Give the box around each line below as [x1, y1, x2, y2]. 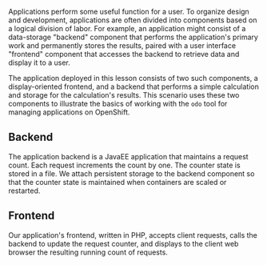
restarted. [8, 186, 41, 195]
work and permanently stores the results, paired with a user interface [8, 41, 237, 50]
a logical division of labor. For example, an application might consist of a [8, 24, 246, 33]
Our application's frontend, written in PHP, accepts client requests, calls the [8, 230, 258, 239]
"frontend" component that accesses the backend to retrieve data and [8, 50, 240, 58]
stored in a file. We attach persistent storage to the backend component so [8, 168, 255, 179]
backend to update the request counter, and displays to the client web [8, 239, 239, 248]
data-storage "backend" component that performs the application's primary [8, 32, 258, 42]
